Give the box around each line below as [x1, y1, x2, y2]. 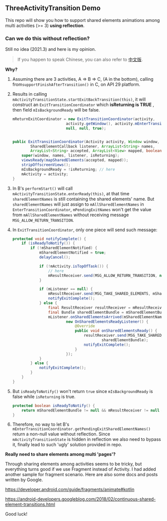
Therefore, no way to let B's [12, 421, 70, 427]
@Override [75, 324, 95, 329]
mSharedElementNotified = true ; [39, 250, 106, 256]
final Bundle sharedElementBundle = [48, 310, 124, 315]
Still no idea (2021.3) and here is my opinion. [5, 46, 96, 52]
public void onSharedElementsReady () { [75, 328, 158, 333]
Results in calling [12, 91, 47, 97]
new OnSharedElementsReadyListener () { [66, 319, 149, 324]
